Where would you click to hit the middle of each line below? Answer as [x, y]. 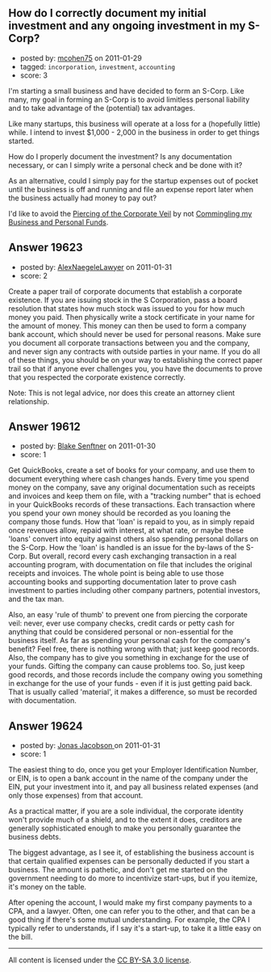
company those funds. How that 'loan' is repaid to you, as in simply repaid [131, 522]
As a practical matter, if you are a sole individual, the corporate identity [126, 811]
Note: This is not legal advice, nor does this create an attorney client [122, 393]
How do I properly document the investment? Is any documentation [120, 156]
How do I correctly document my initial [108, 13]
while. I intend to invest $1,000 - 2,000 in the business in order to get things [134, 132]
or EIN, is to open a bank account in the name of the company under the [128, 778]
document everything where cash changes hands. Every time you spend [129, 479]
